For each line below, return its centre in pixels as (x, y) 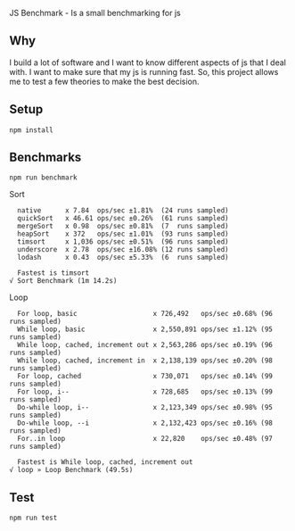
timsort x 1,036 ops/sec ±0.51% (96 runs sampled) (123, 242)
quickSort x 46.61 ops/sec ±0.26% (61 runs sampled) (123, 219)
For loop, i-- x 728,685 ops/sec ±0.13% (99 (145, 392)
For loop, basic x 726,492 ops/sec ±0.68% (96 (145, 314)
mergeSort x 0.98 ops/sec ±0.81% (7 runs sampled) (123, 227)
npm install (31, 130)
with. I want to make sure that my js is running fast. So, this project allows (144, 71)
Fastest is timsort (53, 273)
